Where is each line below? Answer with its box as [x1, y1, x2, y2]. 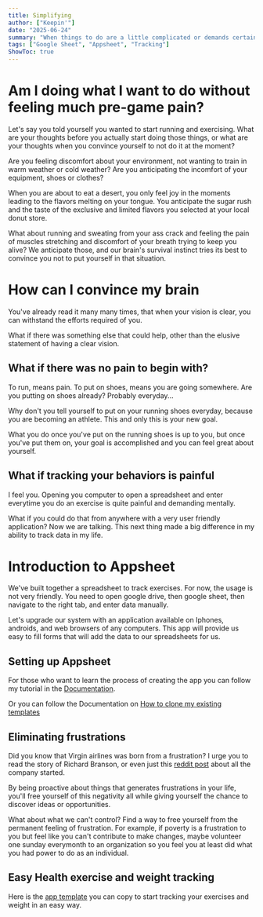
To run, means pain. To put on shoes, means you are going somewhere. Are [8, 382, 253, 392]
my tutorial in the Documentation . [8, 684, 116, 693]
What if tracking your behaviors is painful [8, 469, 215, 483]
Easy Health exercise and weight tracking [8, 871, 215, 884]
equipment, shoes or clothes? [8, 173, 104, 182]
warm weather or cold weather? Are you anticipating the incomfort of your [8, 164, 248, 174]
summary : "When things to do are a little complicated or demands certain [8, 33, 258, 42]
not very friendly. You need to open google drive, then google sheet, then [8, 592, 245, 601]
